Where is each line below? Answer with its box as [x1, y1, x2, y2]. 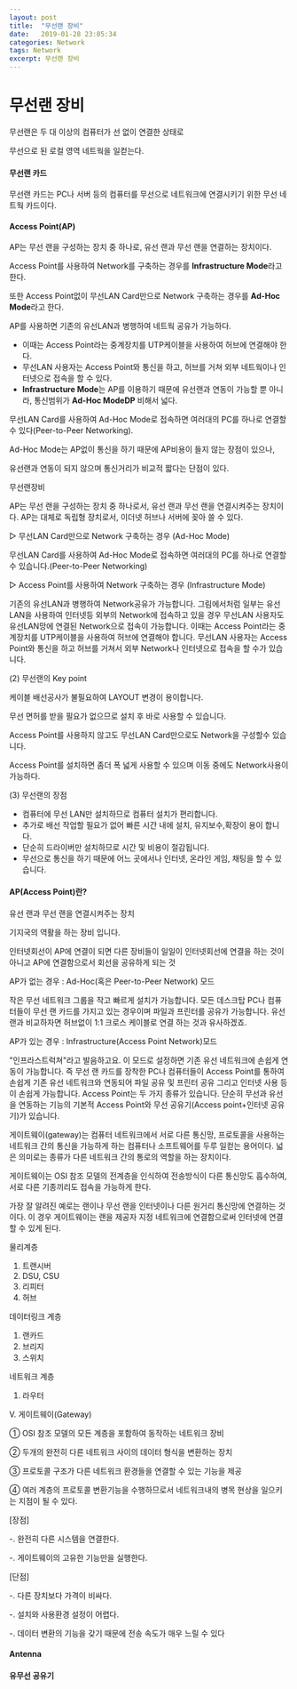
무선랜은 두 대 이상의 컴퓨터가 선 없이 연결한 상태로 [9, 126, 184, 137]
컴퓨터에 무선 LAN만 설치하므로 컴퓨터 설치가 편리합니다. [21, 808, 218, 819]
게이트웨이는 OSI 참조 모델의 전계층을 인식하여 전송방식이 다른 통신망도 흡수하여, [9, 1170, 287, 1181]
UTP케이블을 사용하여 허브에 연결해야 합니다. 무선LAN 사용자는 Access [39, 632, 288, 643]
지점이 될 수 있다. [18, 1495, 78, 1506]
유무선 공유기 [9, 1669, 55, 1681]
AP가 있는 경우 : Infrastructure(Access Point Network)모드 [9, 1035, 217, 1046]
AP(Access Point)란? [9, 886, 87, 897]
